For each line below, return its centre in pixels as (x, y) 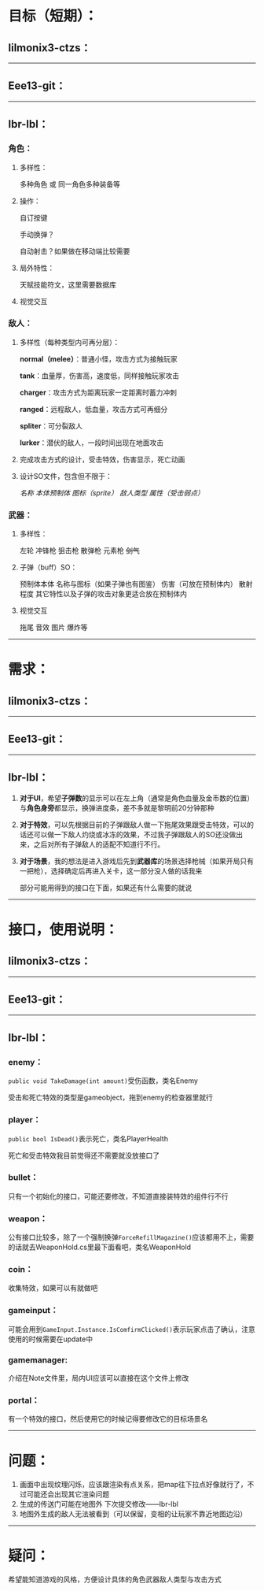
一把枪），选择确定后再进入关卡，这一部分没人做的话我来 (111, 870)
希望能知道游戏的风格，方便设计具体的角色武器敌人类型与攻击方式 (115, 1579)
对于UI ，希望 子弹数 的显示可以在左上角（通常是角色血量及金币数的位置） (136, 798)
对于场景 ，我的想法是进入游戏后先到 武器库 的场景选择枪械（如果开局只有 (136, 861)
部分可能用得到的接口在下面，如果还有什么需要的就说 (106, 888)
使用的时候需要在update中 (50, 1339)
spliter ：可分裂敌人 (51, 425)
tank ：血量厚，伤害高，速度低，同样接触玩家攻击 (99, 376)
